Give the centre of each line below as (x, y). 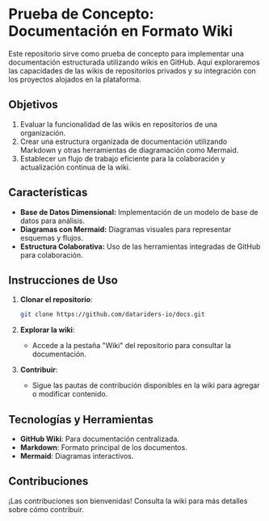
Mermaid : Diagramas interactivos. (77, 456)
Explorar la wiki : (47, 330)
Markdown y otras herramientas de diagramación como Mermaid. (129, 149)
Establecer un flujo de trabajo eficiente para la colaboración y (122, 158)
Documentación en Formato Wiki (121, 31)
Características (48, 193)
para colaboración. (51, 254)
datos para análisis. (53, 221)
